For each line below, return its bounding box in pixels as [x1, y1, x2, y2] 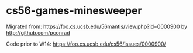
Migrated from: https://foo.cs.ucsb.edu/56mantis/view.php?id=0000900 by [6, 23, 188, 30]
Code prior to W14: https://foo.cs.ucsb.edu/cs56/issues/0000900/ [6, 40, 167, 47]
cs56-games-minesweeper [6, 4, 142, 17]
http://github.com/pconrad [6, 29, 70, 36]
